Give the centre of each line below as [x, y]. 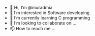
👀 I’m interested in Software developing [49, 13]
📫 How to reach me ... [32, 28]
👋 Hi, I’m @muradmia [31, 8]
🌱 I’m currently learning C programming [50, 18]
